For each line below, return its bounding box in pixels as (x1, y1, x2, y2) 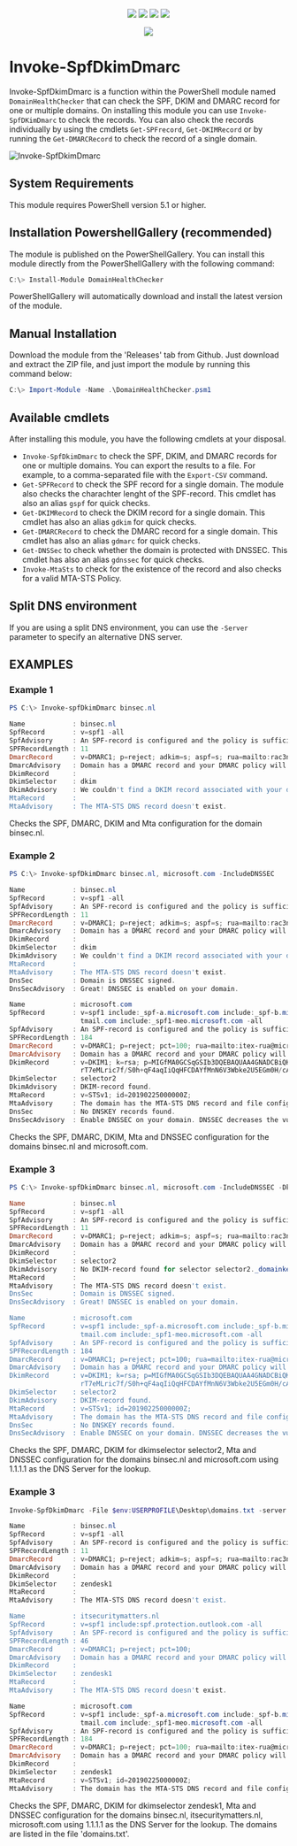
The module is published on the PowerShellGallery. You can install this (9, 249, 265, 259)
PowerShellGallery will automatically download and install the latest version (9, 291, 283, 302)
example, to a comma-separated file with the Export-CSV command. (21, 469, 268, 480)
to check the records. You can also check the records (58, 114, 255, 125)
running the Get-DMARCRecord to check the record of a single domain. (9, 133, 258, 143)
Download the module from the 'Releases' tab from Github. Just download (9, 350, 280, 360)
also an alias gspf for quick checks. (21, 497, 151, 508)
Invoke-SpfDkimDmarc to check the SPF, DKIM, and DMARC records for (21, 450, 278, 461)
